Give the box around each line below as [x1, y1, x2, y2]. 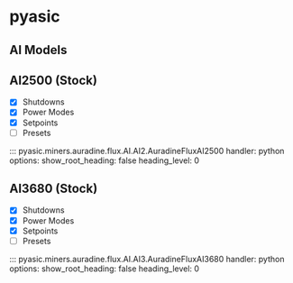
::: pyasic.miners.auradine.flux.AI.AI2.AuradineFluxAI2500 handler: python [9, 145, 285, 156]
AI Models [9, 42, 68, 58]
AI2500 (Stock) [9, 72, 97, 87]
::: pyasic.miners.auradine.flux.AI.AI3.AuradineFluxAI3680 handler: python [9, 253, 285, 264]
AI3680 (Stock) [9, 181, 98, 196]
